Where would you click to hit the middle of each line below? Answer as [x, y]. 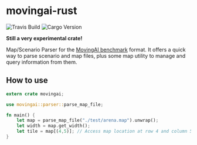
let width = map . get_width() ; [54, 126]
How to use [27, 80]
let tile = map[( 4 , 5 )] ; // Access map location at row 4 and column [102, 132]
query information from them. [42, 62]
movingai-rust [42, 11]
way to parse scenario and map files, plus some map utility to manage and [96, 56]
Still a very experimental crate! [44, 38]
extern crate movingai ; [35, 94]
